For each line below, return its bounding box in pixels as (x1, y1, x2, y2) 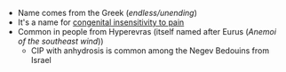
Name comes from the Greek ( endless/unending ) (17, 8, 198, 18)
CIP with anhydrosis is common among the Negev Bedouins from (30, 45, 269, 56)
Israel (30, 55, 52, 65)
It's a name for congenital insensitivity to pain (17, 17, 185, 28)
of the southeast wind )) (17, 36, 104, 46)
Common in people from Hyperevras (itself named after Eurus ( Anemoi (17, 27, 277, 36)
